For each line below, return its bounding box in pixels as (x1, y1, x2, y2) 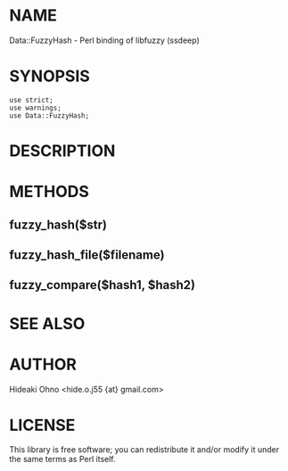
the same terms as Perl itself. (9, 454, 116, 465)
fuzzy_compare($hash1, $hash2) (9, 277, 196, 293)
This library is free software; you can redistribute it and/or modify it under (9, 444, 280, 455)
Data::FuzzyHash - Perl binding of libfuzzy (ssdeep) (9, 35, 200, 45)
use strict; (9, 95, 53, 104)
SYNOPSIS (9, 66, 91, 87)
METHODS (9, 182, 89, 202)
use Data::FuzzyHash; (9, 111, 90, 120)
